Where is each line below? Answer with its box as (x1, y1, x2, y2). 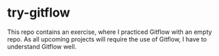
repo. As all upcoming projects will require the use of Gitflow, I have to (7, 35, 207, 43)
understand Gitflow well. (7, 42, 77, 50)
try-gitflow (7, 5, 71, 21)
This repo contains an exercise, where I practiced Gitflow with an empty (7, 28, 213, 36)
